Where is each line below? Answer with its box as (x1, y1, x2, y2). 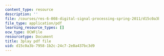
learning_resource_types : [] (5, 25, 64, 30)
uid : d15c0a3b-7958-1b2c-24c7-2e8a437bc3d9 (5, 43, 95, 48)
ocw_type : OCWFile (5, 30, 42, 35)
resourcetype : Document (5, 35, 54, 39)
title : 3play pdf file (5, 39, 51, 44)
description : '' (5, 12, 38, 17)
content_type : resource (5, 7, 54, 12)
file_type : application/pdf (5, 20, 62, 26)
